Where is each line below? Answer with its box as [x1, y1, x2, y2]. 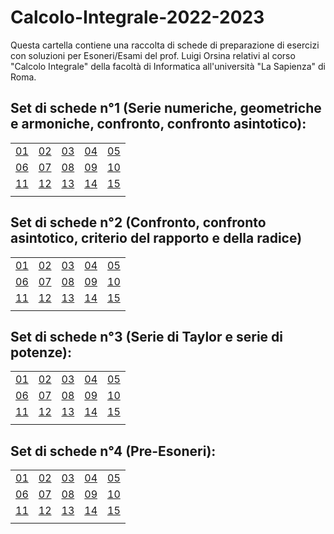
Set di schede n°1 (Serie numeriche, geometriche [10, 100, 322, 117]
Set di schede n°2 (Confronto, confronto [10, 214, 267, 231]
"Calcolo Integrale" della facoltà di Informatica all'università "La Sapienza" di [10, 60, 326, 72]
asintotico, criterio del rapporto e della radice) [10, 230, 303, 247]
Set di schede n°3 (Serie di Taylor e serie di [10, 328, 283, 345]
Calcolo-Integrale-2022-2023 [10, 6, 265, 29]
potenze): [10, 344, 72, 361]
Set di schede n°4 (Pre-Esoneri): [10, 442, 217, 460]
